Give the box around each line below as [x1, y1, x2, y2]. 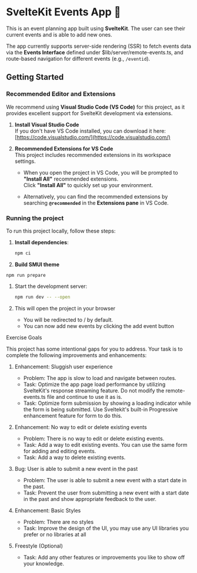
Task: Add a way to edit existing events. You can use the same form [23, 441, 188, 448]
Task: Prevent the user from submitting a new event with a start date [23, 489, 189, 496]
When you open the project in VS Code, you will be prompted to [23, 169, 178, 176]
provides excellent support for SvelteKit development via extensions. [6, 109, 173, 117]
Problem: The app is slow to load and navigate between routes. [23, 374, 176, 381]
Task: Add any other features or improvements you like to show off [23, 554, 185, 561]
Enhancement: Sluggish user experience [14, 363, 113, 370]
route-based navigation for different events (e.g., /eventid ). [6, 55, 151, 62]
